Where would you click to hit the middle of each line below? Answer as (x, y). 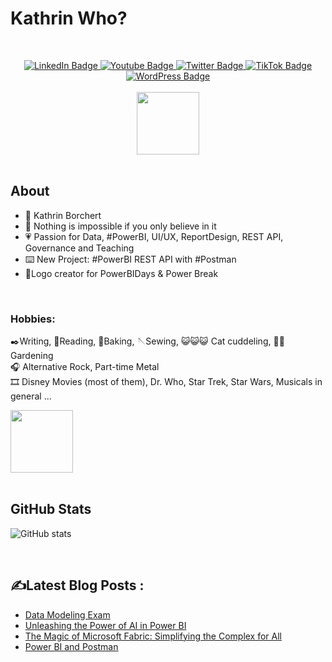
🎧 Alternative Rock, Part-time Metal (85, 367)
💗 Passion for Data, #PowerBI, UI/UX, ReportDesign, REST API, (154, 236)
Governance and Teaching (79, 248)
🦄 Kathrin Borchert (63, 215)
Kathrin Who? (69, 18)
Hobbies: (33, 319)
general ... (31, 396)
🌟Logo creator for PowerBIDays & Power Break (121, 273)
